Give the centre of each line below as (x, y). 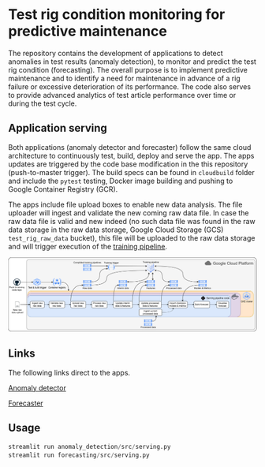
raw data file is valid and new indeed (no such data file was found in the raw (132, 221)
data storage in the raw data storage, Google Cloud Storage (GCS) (116, 230)
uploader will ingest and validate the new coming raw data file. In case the (129, 213)
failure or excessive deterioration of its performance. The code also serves (129, 86)
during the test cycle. (43, 103)
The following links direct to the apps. (69, 372)
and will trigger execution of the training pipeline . (88, 246)
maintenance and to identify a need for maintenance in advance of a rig (124, 78)
